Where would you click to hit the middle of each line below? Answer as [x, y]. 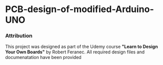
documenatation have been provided [43, 57]
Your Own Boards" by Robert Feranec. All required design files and [75, 52]
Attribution [19, 36]
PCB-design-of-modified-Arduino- [80, 9]
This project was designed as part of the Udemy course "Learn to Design [82, 47]
